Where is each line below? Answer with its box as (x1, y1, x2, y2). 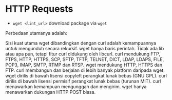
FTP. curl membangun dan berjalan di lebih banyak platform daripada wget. (5, 67, 165, 73)
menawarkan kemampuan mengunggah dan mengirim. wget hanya (5, 83, 147, 90)
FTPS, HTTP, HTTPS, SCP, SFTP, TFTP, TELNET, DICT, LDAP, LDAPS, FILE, (5, 56, 164, 62)
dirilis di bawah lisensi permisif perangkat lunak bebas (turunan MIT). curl (5, 78, 161, 84)
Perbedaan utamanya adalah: (5, 30, 68, 36)
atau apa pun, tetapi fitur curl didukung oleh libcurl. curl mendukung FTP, (5, 51, 161, 57)
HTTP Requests (5, 3, 73, 15)
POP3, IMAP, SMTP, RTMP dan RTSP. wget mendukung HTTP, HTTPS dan (5, 62, 163, 68)
